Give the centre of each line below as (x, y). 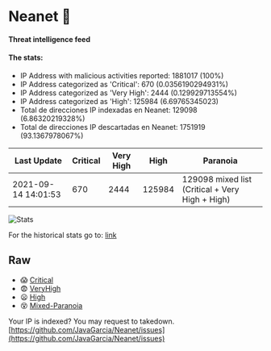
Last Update (39, 161)
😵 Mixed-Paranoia (51, 305)
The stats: (26, 58)
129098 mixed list (217, 179)
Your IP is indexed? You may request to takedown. (92, 321)
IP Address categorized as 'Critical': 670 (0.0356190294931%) (124, 84)
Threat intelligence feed (50, 39)
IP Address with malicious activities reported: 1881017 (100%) (122, 75)
